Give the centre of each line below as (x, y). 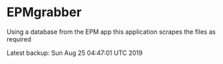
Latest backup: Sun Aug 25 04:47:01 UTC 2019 (74, 53)
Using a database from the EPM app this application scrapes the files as (111, 32)
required (19, 39)
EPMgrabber (44, 12)
